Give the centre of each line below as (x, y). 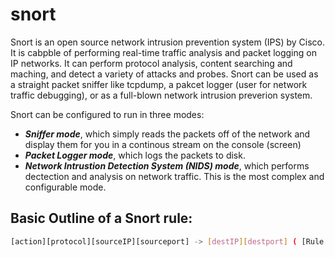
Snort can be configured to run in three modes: (107, 114)
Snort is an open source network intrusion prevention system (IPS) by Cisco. (168, 42)
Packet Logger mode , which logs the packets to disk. (135, 155)
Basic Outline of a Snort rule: (101, 218)
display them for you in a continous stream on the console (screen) (163, 144)
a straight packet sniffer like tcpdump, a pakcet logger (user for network (159, 84)
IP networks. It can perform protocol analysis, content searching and (151, 63)
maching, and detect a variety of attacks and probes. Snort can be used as (164, 74)
